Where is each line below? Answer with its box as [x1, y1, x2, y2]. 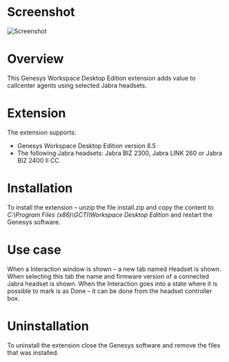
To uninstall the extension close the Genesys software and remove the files [7, 341, 221, 349]
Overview [7, 51, 64, 67]
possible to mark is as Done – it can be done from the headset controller [7, 287, 212, 295]
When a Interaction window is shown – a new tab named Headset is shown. [7, 265, 221, 273]
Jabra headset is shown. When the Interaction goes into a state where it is [7, 279, 218, 288]
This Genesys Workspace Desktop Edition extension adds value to [7, 74, 196, 82]
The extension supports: [7, 128, 77, 137]
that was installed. [7, 348, 59, 356]
